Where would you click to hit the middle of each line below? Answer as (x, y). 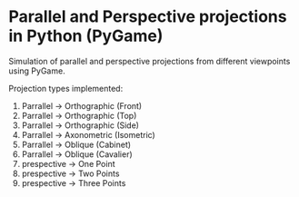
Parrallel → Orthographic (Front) (82, 105)
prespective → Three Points (74, 182)
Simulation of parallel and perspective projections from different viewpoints (149, 61)
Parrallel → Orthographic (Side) (80, 125)
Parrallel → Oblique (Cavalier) (77, 154)
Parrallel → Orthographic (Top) (79, 115)
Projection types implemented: (66, 88)
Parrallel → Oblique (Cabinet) (76, 144)
